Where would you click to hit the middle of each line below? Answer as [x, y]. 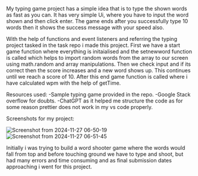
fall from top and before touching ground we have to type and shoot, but [95, 154]
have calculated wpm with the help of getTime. [64, 83]
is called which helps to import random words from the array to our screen [97, 58]
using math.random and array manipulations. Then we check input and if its [99, 64]
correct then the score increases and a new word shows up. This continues [98, 70]
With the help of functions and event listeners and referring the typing [92, 39]
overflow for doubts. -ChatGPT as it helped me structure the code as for [95, 101]
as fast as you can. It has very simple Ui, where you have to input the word [98, 15]
